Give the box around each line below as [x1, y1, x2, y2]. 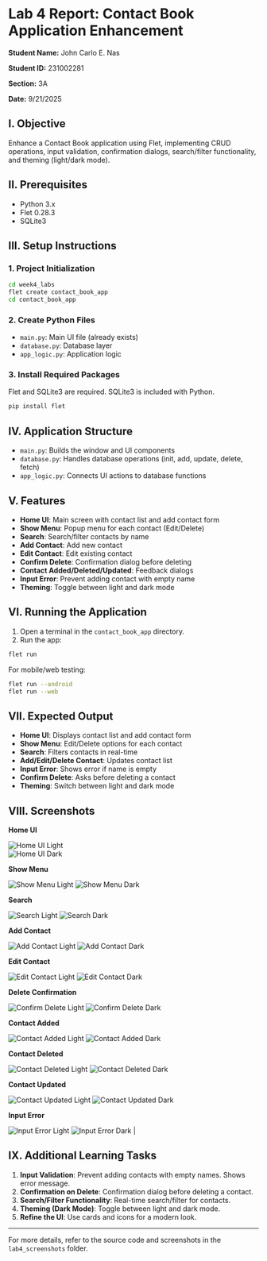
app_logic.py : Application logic [19, 349, 122, 359]
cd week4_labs [8, 281, 56, 289]
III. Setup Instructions [8, 239, 117, 253]
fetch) [19, 462, 40, 472]
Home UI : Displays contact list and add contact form [19, 731, 192, 740]
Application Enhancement [8, 21, 184, 40]
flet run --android [8, 680, 73, 688]
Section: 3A [8, 79, 48, 88]
